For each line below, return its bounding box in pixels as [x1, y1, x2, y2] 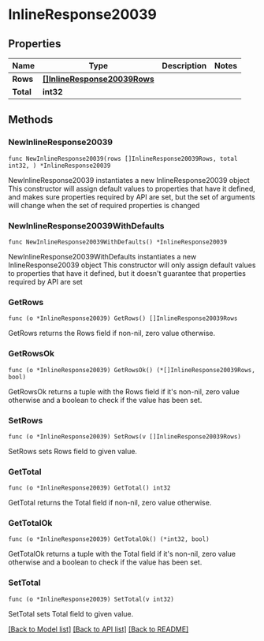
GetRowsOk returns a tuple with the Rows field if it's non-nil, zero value [8, 386, 240, 396]
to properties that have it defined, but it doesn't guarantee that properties [8, 268, 247, 278]
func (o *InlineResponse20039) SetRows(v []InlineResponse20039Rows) [8, 432, 242, 441]
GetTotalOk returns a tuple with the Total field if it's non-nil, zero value [8, 550, 236, 559]
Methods [8, 113, 54, 127]
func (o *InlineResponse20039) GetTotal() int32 [8, 484, 171, 492]
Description [162, 61, 207, 71]
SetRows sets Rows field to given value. [8, 446, 138, 456]
